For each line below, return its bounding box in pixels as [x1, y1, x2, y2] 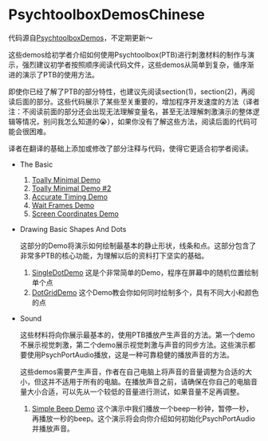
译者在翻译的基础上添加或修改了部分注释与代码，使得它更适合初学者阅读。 [8, 144, 253, 153]
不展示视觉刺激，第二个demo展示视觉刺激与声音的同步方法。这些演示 [19, 340, 249, 349]
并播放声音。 [31, 423, 74, 433]
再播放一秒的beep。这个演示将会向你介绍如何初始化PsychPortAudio [31, 413, 255, 423]
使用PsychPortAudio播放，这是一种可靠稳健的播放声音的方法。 [26, 349, 234, 360]
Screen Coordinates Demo [31, 209, 120, 219]
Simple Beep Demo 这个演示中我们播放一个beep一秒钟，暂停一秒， [31, 404, 254, 413]
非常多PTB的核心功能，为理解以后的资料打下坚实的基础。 [19, 250, 209, 260]
